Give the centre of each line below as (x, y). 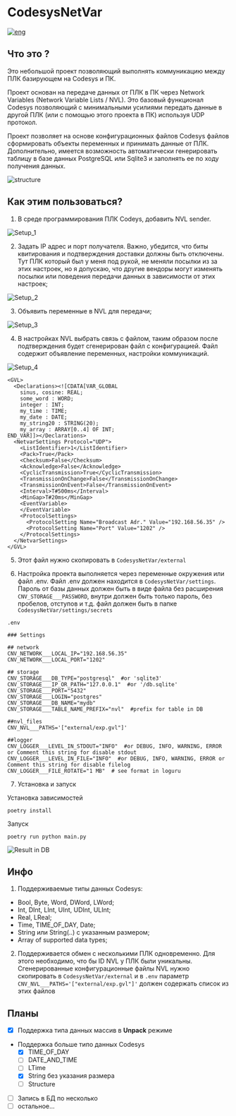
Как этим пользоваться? (65, 202)
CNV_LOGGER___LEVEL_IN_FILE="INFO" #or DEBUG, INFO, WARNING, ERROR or (116, 758)
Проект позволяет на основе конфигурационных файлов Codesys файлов (118, 136)
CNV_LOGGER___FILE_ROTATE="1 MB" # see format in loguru (94, 771)
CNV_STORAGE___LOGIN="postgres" (55, 697)
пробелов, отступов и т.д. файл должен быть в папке (97, 604)
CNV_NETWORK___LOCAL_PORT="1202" (56, 660)
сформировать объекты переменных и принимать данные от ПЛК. (108, 143)
